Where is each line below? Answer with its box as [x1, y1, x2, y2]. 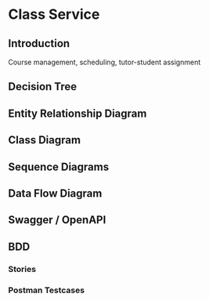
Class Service [8, 5, 100, 24]
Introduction [8, 37, 70, 50]
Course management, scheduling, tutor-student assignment [8, 57, 201, 67]
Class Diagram [8, 133, 81, 147]
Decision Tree [8, 80, 77, 93]
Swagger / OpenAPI [8, 213, 106, 227]
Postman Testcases [8, 285, 85, 296]
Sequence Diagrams [8, 160, 110, 173]
